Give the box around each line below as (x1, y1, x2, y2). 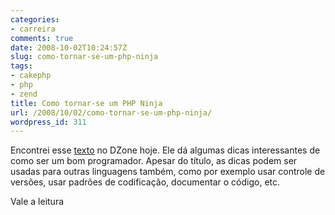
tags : (10, 61, 33, 71)
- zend (10, 89, 38, 99)
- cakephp (10, 71, 52, 81)
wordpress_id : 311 (10, 117, 87, 127)
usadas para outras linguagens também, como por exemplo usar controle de (10, 166, 326, 178)
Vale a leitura (10, 196, 65, 208)
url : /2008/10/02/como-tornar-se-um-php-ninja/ (10, 107, 213, 118)
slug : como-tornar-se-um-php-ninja (10, 52, 159, 62)
